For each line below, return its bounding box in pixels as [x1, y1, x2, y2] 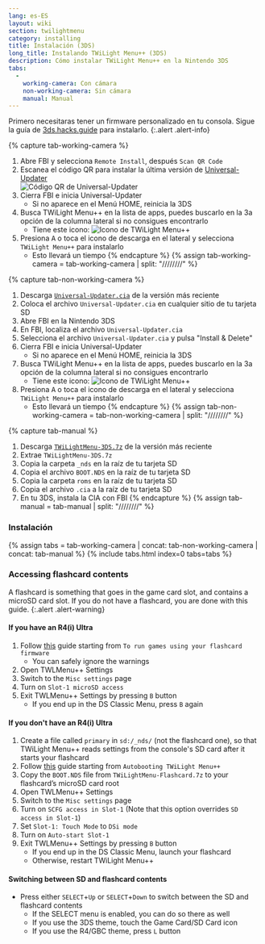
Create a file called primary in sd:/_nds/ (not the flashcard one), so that [19, 736, 257, 746]
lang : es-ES [8, 11, 48, 20]
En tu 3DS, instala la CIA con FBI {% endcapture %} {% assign [19, 493, 227, 503]
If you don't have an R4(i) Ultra [8, 717, 113, 727]
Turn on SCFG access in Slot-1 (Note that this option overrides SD [19, 804, 239, 814]
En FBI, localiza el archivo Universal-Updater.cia [19, 324, 183, 335]
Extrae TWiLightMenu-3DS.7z [19, 450, 113, 460]
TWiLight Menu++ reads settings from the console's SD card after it [19, 744, 246, 754]
